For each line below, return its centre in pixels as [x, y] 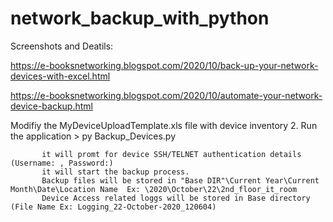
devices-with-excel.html [60, 76]
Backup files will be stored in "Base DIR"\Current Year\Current [180, 180]
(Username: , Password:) [62, 163]
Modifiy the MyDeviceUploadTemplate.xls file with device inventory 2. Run [164, 125]
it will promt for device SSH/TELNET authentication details [171, 154]
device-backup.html [51, 106]
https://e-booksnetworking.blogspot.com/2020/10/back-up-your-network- [164, 65]
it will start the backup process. [115, 172]
